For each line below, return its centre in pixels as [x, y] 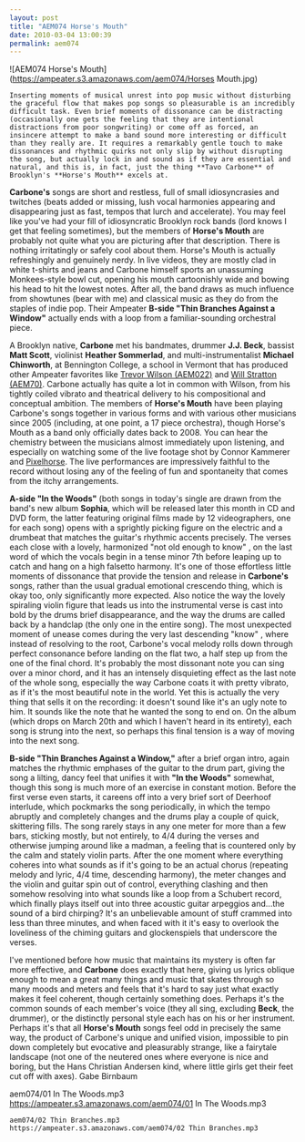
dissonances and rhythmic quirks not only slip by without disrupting [146, 151]
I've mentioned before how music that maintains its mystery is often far [142, 960]
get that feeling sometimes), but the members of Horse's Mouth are [137, 231]
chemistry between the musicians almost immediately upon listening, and [147, 442]
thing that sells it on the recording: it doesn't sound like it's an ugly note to [148, 702]
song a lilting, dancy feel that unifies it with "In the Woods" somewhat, [142, 778]
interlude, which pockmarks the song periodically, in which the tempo [140, 807]
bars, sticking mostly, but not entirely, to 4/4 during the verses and [134, 836]
